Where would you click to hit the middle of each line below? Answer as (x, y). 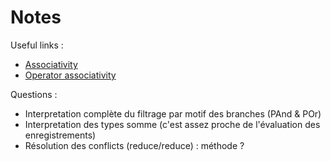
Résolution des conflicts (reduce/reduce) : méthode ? (134, 145)
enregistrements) (60, 135)
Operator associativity (70, 75)
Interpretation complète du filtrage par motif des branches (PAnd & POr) (173, 113)
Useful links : (37, 45)
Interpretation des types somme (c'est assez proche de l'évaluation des (172, 124)
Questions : (34, 94)
